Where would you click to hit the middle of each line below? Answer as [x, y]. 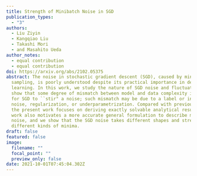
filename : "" [27, 148]
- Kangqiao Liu [30, 39]
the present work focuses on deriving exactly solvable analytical [96, 110]
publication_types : [30, 17]
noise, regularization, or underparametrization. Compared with [91, 104]
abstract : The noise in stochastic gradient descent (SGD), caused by [94, 77]
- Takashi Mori [30, 45]
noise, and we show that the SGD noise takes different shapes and [96, 121]
